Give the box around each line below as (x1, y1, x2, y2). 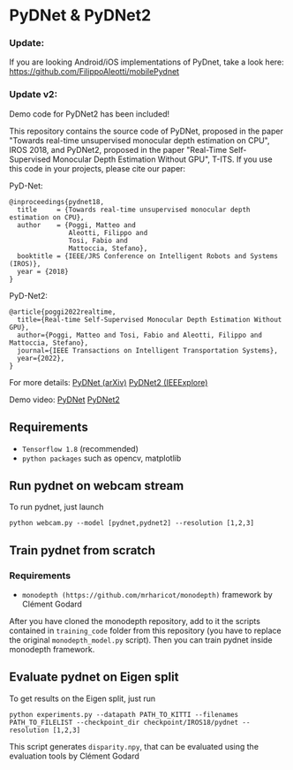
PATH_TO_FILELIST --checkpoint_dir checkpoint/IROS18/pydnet (9, 718, 239, 727)
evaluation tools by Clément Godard (9, 751, 139, 761)
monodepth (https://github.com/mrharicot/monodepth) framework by (21, 590, 274, 600)
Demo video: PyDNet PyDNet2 (9, 394, 121, 405)
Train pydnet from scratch (9, 543, 156, 558)
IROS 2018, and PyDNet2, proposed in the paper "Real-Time (9, 144, 228, 155)
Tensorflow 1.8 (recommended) (21, 443, 139, 454)
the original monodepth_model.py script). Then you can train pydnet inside (9, 635, 273, 645)
